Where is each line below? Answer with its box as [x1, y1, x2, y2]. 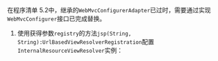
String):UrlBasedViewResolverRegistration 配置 [17, 38, 155, 46]
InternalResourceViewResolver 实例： [17, 47, 124, 54]
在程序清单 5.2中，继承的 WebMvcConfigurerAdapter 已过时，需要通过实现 [7, 6, 212, 14]
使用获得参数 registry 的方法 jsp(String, [17, 29, 132, 37]
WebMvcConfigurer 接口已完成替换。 [7, 14, 106, 23]
